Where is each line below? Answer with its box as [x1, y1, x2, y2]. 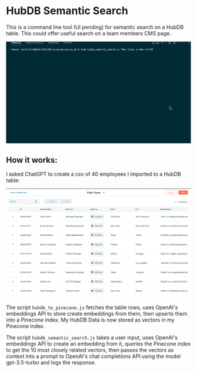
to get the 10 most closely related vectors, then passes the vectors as [6, 347, 174, 354]
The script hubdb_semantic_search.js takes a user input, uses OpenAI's [6, 334, 178, 341]
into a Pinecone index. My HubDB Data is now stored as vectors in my [6, 316, 175, 324]
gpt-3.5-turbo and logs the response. [6, 359, 96, 366]
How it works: [6, 155, 57, 165]
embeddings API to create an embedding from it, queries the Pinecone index [6, 340, 191, 347]
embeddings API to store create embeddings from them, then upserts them [6, 310, 188, 317]
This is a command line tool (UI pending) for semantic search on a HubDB [6, 24, 184, 31]
